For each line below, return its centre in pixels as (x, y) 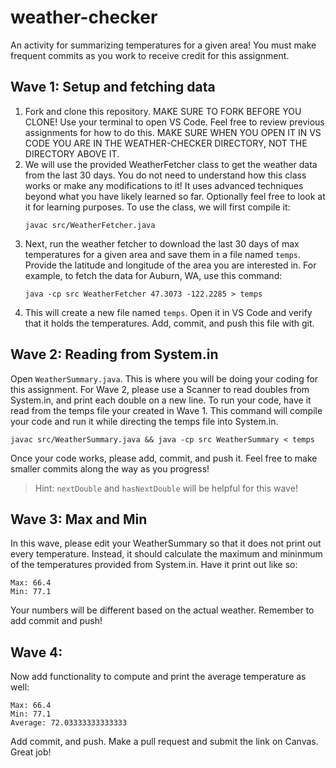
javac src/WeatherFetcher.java (90, 225)
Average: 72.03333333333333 (69, 723)
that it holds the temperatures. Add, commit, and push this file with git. (169, 323)
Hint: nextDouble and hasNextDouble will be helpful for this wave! (166, 488)
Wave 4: (36, 652)
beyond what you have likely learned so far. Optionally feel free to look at (175, 196)
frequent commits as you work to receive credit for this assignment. (150, 55)
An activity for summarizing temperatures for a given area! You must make (163, 45)
